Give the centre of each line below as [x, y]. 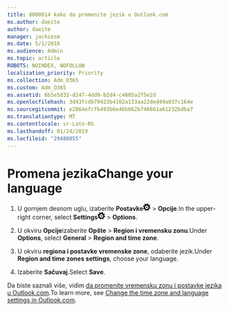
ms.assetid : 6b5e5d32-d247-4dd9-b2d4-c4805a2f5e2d [82, 95]
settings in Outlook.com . [42, 300]
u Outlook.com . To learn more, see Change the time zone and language [108, 293]
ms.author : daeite [34, 22]
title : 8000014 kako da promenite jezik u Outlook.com [88, 15]
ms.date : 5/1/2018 [34, 44]
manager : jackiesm [34, 37]
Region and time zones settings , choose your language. [98, 258]
